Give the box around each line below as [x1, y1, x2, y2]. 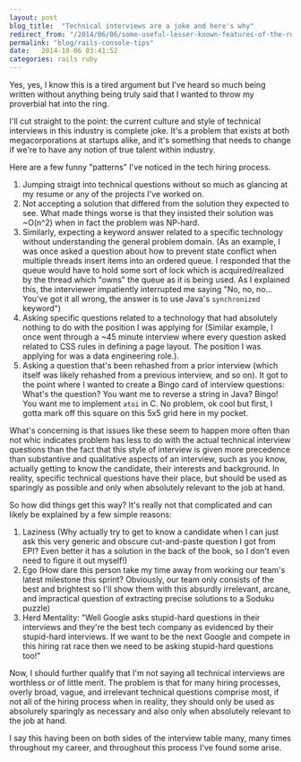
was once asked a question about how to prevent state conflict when [21, 246, 278, 256]
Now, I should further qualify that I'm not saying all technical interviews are [9, 668, 285, 678]
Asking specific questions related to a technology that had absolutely [21, 313, 278, 323]
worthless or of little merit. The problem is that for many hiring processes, [9, 678, 281, 688]
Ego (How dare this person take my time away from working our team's [21, 565, 286, 575]
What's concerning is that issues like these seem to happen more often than [9, 425, 290, 436]
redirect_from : [9, 30, 66, 39]
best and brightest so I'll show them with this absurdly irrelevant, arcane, [21, 584, 291, 594]
